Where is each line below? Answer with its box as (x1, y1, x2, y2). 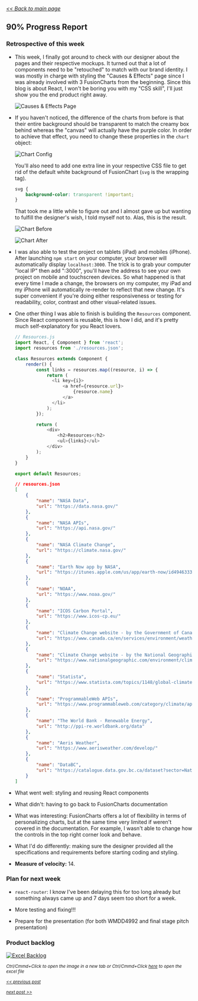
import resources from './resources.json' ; (14, 345, 124, 351)
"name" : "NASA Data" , (36, 498, 90, 504)
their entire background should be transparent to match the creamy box (14, 120, 189, 127)
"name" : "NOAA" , (36, 586, 76, 592)
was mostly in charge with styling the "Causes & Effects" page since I (14, 72, 184, 79)
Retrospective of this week (6, 40, 85, 48)
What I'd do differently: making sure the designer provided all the (14, 842, 173, 850)
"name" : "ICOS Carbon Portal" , (36, 608, 113, 614)
